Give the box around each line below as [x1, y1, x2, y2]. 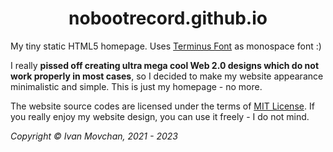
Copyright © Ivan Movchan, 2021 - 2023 [10, 130, 178, 142]
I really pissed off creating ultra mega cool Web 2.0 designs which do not [10, 59, 320, 71]
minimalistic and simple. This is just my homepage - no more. [10, 80, 263, 92]
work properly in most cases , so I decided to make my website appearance [10, 70, 324, 82]
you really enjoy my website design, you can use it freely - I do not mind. [10, 110, 310, 122]
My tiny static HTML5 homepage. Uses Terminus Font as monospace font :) [10, 40, 322, 52]
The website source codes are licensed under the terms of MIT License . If [10, 100, 315, 112]
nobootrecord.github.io [68, 7, 268, 30]
